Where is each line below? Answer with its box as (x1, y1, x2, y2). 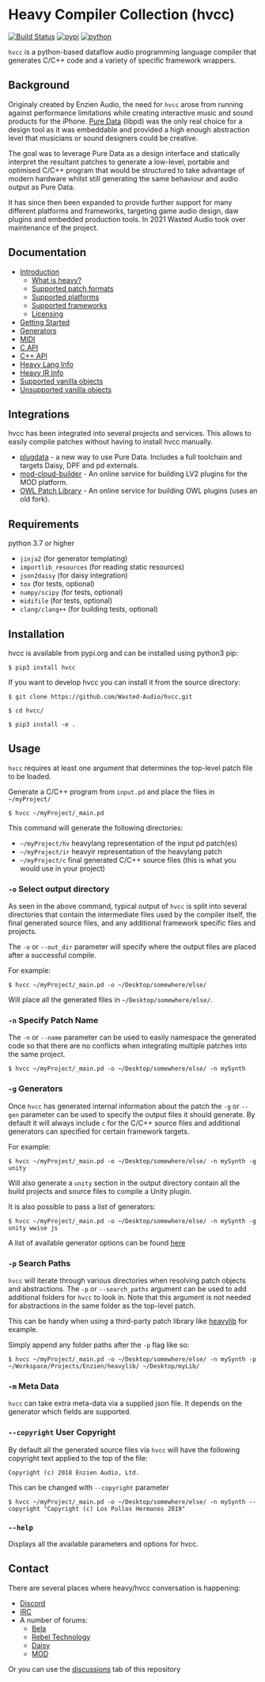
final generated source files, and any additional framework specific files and (8, 918, 256, 928)
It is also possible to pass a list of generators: (8, 1202, 156, 1211)
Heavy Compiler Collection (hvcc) (8, 6, 235, 24)
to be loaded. (8, 771, 51, 781)
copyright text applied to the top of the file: (8, 1453, 148, 1463)
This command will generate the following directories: (8, 822, 184, 833)
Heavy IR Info (19, 368, 64, 377)
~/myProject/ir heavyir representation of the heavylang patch (19, 846, 223, 856)
